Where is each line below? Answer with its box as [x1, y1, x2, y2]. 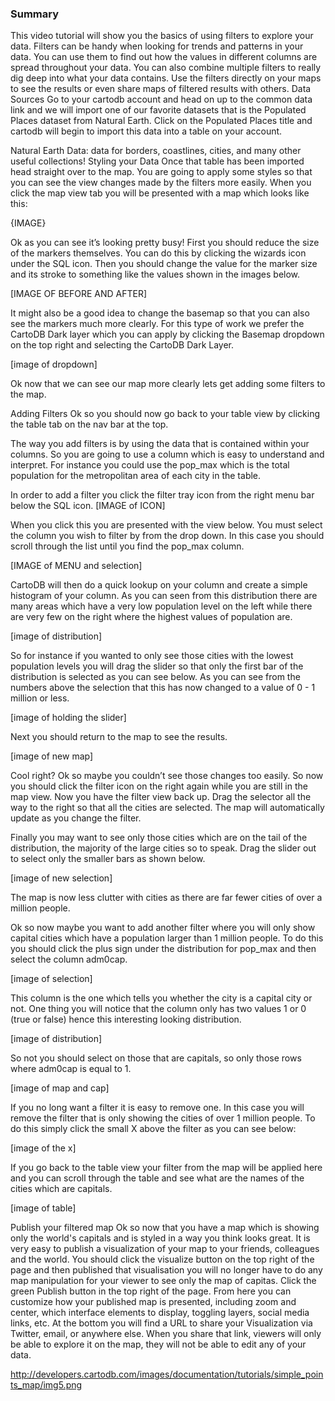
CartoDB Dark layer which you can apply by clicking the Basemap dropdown [10, 328, 325, 341]
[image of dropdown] [10, 358, 98, 371]
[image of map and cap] [10, 1082, 110, 1094]
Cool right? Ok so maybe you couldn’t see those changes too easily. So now [10, 770, 324, 782]
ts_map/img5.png [10, 1379, 83, 1391]
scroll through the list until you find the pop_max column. [10, 540, 245, 552]
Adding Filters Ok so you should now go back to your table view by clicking [10, 408, 321, 420]
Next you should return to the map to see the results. [10, 731, 228, 743]
